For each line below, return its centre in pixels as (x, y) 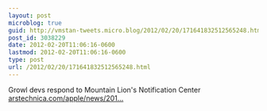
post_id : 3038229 (37, 38)
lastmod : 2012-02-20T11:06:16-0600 (67, 52)
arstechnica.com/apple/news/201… (66, 98)
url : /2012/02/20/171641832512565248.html (79, 67)
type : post (26, 60)
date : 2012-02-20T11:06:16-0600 (62, 45)
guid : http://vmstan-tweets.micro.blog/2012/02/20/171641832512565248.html (136, 30)
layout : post (30, 15)
